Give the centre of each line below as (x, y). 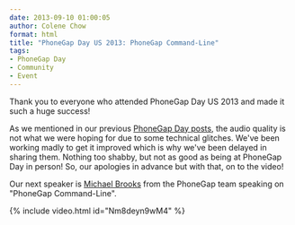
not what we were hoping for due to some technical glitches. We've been (145, 138)
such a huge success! (50, 111)
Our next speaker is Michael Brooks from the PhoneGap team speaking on (147, 184)
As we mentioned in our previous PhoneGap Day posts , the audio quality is (147, 128)
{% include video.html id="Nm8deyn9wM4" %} (98, 211)
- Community (31, 68)
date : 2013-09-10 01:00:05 (60, 17)
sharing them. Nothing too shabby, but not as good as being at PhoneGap (146, 157)
